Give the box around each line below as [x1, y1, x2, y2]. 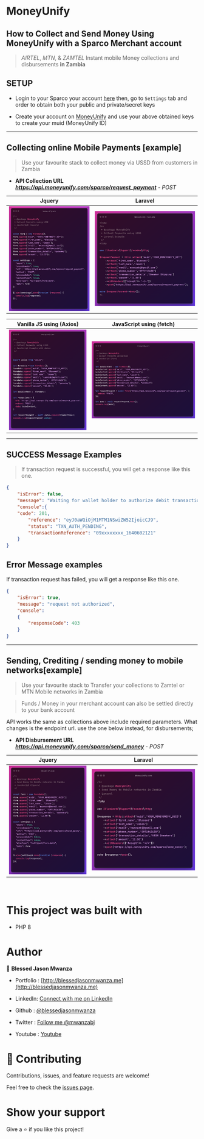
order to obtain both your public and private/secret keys [15, 101, 155, 108]
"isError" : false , [17, 491, 64, 497]
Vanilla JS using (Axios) [17, 320, 79, 327]
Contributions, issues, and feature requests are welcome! [6, 1072, 150, 1079]
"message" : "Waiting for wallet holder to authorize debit [17, 498, 170, 504]
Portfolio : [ [15, 977, 44, 984]
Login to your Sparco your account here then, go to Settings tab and [15, 94, 187, 102]
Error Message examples [6, 559, 103, 570]
